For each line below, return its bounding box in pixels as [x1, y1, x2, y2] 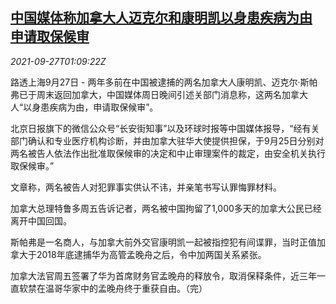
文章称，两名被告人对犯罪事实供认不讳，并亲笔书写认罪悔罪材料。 [10, 181, 282, 193]
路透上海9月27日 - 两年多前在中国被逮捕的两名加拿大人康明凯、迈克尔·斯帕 [10, 76, 318, 88]
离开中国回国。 [10, 214, 72, 227]
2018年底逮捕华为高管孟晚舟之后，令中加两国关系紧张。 [36, 248, 267, 260]
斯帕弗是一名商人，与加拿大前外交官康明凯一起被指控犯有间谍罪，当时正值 [10, 236, 317, 248]
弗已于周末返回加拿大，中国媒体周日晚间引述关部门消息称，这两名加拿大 [10, 88, 308, 100]
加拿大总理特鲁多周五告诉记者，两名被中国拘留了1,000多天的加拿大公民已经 [10, 202, 322, 214]
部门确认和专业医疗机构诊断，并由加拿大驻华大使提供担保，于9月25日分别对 [10, 134, 325, 147]
